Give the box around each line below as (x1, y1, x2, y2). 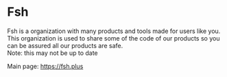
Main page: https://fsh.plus (7, 62, 84, 70)
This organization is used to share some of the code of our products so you (7, 34, 220, 42)
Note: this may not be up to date (7, 49, 98, 57)
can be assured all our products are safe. (7, 41, 123, 49)
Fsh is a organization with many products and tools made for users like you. (7, 27, 221, 35)
